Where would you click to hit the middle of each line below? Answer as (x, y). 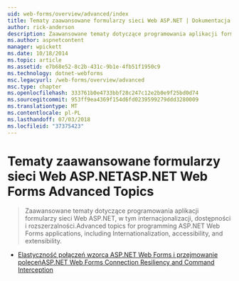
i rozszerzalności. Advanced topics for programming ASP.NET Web (122, 226)
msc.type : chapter (34, 87)
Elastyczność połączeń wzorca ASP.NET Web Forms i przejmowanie (118, 255)
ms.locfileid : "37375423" (46, 126)
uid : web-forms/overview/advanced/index (68, 14)
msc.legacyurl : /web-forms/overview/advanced (76, 80)
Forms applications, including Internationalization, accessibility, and (124, 233)
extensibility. (43, 241)
